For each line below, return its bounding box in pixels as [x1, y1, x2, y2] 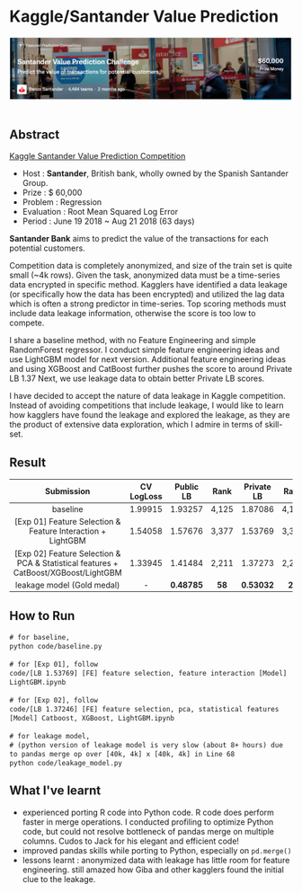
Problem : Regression [22, 197, 102, 208]
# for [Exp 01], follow [9, 660, 99, 669]
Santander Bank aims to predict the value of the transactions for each [9, 234, 270, 244]
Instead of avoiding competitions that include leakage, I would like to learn [9, 400, 285, 411]
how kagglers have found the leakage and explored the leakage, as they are [9, 410, 290, 420]
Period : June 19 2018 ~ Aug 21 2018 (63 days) [22, 216, 195, 226]
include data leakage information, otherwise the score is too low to [9, 308, 256, 319]
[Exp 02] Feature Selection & [14, 548, 121, 559]
